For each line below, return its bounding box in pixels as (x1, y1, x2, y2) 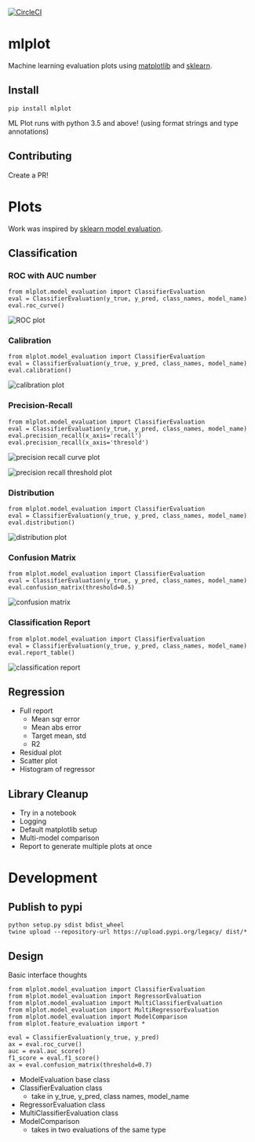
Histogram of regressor (19, 765, 96, 774)
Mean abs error (31, 723, 82, 733)
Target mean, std (31, 731, 86, 740)
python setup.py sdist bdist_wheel (8, 921, 125, 929)
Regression (8, 685, 65, 699)
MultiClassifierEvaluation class (19, 1108, 119, 1118)
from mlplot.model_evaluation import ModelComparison (8, 1013, 188, 1021)
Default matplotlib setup (19, 825, 98, 835)
